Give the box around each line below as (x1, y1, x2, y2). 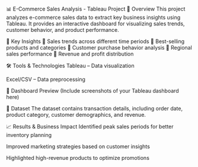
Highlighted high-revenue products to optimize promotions (6, 155, 150, 161)
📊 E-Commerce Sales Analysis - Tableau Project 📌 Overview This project (6, 5, 186, 12)
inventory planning (6, 132, 52, 138)
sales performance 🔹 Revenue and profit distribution (6, 50, 134, 57)
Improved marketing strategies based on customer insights (6, 143, 150, 150)
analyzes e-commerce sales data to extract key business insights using (6, 14, 181, 21)
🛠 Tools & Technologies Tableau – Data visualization (6, 62, 135, 69)
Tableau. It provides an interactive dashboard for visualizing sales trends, (6, 20, 185, 27)
